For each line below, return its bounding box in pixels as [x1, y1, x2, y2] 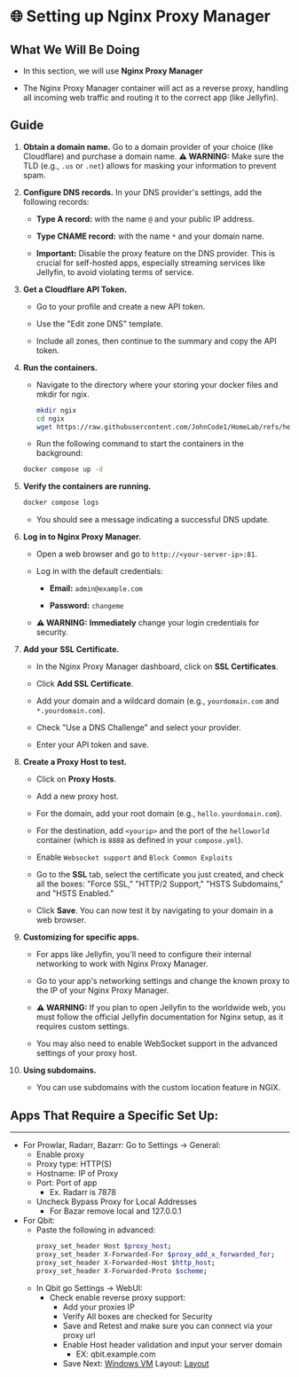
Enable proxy [35, 1149, 85, 1160]
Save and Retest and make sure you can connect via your [62, 1320, 273, 1331]
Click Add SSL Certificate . [35, 679, 134, 689]
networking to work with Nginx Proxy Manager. [35, 958, 209, 969]
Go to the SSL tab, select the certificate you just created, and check [35, 869, 285, 880]
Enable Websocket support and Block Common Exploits [35, 852, 233, 862]
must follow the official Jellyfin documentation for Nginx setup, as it [35, 1011, 284, 1022]
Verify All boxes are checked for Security [62, 1310, 213, 1321]
